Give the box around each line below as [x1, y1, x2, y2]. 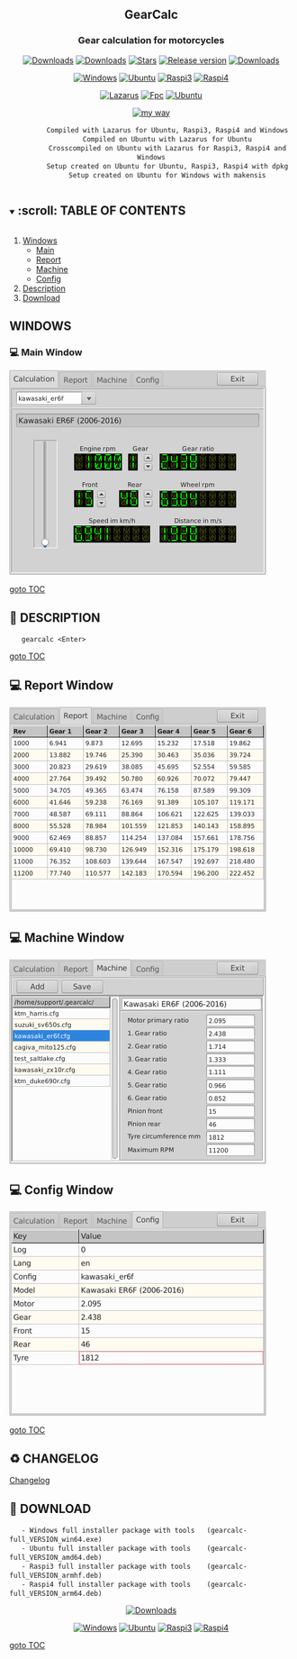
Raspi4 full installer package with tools [29, 1581, 192, 1590]
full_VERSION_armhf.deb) [9, 1572, 103, 1581]
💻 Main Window [9, 346, 83, 359]
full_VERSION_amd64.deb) [9, 1554, 103, 1563]
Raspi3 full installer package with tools [29, 1563, 192, 1572]
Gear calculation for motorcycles [77, 34, 225, 47]
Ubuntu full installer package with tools [29, 1545, 192, 1554]
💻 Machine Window [9, 930, 125, 945]
